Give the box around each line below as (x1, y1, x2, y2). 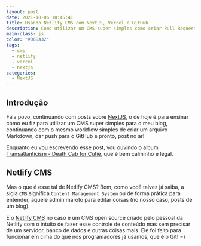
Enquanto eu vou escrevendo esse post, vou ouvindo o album (6, 144, 159, 151)
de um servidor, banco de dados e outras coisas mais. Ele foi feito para (6, 226, 181, 233)
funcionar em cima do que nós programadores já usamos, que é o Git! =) (6, 233, 185, 240)
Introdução (6, 97, 48, 107)
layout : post (6, 8, 39, 15)
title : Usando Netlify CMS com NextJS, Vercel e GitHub (6, 20, 148, 26)
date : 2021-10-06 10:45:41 (6, 14, 74, 20)
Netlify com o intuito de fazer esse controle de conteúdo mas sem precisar (6, 220, 191, 227)
